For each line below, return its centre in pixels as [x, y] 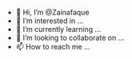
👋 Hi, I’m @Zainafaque [52, 12]
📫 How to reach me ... [53, 47]
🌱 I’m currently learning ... [58, 29]
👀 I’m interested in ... [50, 21]
